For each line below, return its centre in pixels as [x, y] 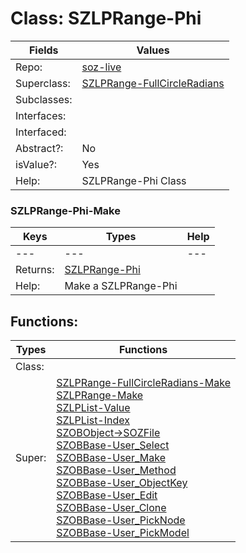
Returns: [35, 270]
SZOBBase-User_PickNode [121, 520]
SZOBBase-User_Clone [111, 508]
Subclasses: [44, 99]
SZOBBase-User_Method [116, 470]
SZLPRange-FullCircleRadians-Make [144, 383]
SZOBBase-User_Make [111, 458]
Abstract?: [39, 148]
